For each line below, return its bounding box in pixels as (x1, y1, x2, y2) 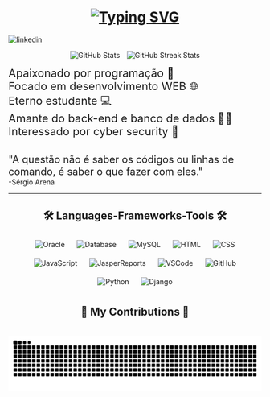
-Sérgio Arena (8, 177, 55, 187)
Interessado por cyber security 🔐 (8, 124, 179, 139)
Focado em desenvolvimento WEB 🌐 (8, 79, 198, 93)
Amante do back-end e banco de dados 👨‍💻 (8, 111, 233, 125)
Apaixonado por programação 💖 (8, 65, 174, 80)
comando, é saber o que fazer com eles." (8, 165, 203, 178)
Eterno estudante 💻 (8, 93, 112, 108)
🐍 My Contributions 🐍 (80, 305, 190, 319)
